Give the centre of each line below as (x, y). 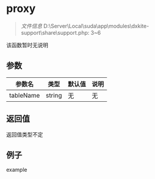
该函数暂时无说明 (27, 45)
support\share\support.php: (55, 32)
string (54, 95)
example (17, 170)
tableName (25, 95)
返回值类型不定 (25, 134)
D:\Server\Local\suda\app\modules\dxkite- (96, 26)
